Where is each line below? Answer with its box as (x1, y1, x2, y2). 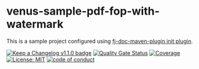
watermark (6, 17, 64, 31)
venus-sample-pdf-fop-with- (6, 4, 160, 18)
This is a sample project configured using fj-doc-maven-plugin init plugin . (6, 37, 193, 45)
